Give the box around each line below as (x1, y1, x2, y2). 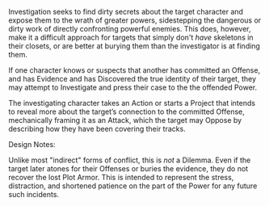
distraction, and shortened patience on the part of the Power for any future (8, 181, 258, 191)
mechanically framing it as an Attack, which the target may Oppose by (8, 116, 242, 124)
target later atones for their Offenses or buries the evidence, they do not (8, 164, 249, 173)
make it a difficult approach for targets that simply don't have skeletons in (8, 32, 254, 42)
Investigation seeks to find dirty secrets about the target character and (8, 7, 244, 16)
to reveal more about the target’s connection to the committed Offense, (8, 107, 245, 116)
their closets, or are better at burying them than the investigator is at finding (8, 41, 261, 51)
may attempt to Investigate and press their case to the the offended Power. (8, 82, 258, 92)
